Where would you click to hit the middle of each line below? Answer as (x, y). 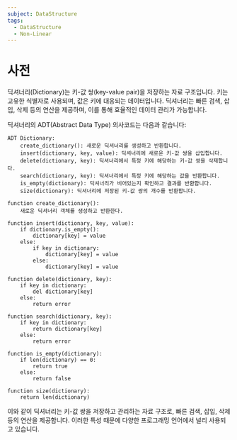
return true (51, 366)
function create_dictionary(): (53, 204)
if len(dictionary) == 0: (58, 360)
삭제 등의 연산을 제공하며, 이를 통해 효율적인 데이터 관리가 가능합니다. (112, 110)
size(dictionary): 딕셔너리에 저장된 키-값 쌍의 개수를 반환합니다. (108, 191)
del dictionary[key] (63, 292)
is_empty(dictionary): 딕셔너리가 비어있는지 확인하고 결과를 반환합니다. (116, 184)
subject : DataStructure (42, 14)
